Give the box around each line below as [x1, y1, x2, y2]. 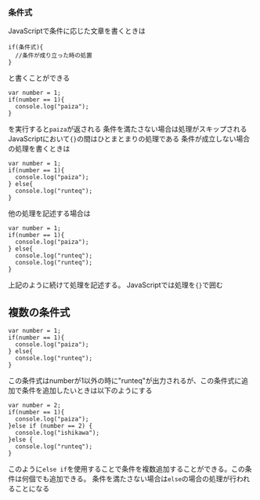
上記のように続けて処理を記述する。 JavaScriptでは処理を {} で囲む [8, 280, 223, 290]
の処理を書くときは [8, 144, 70, 154]
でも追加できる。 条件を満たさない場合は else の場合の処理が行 [34, 474, 237, 484]
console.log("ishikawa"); [15, 429, 100, 437]
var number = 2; [8, 402, 61, 410]
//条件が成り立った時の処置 [15, 52, 92, 60]
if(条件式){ [8, 43, 44, 52]
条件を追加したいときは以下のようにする [21, 386, 153, 396]
